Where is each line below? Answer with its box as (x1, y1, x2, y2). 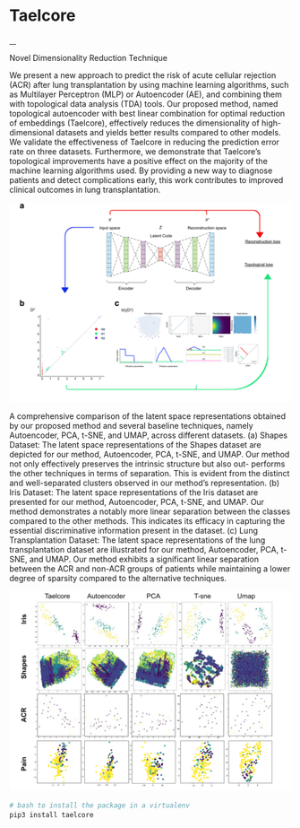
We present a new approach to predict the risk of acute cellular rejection (9, 69, 277, 81)
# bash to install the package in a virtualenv (9, 800, 191, 810)
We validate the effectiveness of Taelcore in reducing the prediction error (9, 136, 280, 147)
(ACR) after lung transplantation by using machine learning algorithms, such (9, 79, 289, 90)
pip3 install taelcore (9, 810, 94, 819)
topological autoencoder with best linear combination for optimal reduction (9, 108, 286, 118)
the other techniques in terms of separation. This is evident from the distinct (9, 468, 290, 479)
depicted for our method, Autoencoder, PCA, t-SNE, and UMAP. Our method (9, 449, 290, 460)
